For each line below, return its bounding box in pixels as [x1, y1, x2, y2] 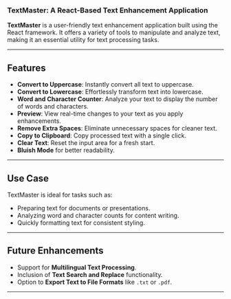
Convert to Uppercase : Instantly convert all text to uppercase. [16, 80, 194, 89]
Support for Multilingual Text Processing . [16, 263, 137, 272]
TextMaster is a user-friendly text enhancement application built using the [7, 21, 219, 30]
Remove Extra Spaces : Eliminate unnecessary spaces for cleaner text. [16, 124, 218, 133]
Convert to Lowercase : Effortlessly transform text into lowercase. [16, 88, 204, 96]
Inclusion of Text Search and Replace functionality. [16, 270, 163, 278]
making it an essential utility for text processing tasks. [7, 36, 159, 44]
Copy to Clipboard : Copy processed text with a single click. [16, 131, 187, 140]
